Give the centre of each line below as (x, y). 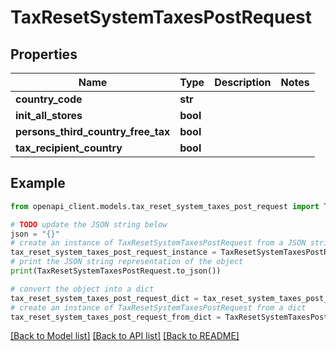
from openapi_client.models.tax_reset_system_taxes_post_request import (165, 206)
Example (38, 183)
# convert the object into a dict (82, 289)
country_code (49, 99)
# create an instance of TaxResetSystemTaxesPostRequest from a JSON (158, 243)
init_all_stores (49, 115)
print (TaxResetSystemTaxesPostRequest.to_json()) (116, 271)
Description (243, 82)
